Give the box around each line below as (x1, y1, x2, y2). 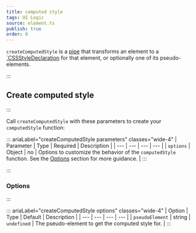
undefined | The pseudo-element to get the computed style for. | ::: (6, 220, 171, 227)
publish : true (6, 25, 42, 32)
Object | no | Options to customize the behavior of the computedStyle (6, 148, 176, 156)
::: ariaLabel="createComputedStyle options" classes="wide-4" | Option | (6, 207, 188, 214)
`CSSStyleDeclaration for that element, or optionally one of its (6, 54, 159, 62)
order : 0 (6, 31, 28, 37)
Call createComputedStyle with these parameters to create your (6, 117, 162, 124)
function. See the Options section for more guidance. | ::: (6, 155, 147, 162)
